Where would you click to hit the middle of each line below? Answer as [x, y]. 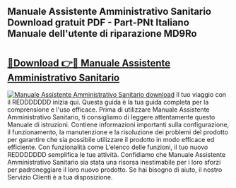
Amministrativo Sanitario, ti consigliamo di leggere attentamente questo [111, 117]
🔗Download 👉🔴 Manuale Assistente [89, 63]
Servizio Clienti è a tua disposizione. [60, 177]
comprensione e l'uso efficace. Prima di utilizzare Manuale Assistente [108, 110]
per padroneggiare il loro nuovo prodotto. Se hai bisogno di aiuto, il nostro [115, 170]
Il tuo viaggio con [201, 94]
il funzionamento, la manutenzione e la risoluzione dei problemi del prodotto [118, 132]
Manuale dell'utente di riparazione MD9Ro [102, 34]
